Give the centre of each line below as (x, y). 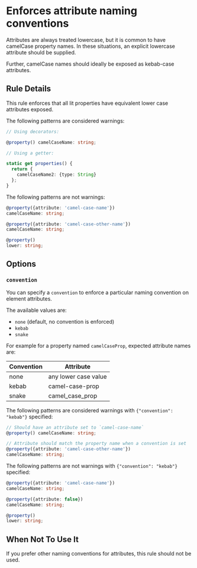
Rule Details (29, 89)
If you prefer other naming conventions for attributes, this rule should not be (99, 554)
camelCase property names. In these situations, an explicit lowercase (91, 46)
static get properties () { (39, 164)
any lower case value (78, 376)
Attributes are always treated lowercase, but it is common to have (86, 40)
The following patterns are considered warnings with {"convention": (90, 410)
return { (22, 169)
